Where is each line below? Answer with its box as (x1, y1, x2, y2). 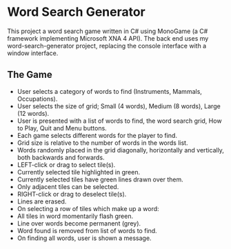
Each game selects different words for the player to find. (17, 131, 178, 139)
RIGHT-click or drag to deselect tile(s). (17, 190, 127, 198)
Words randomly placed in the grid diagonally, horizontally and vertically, (17, 146, 224, 154)
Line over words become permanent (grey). (17, 219, 141, 228)
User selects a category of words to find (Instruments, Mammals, (17, 87, 202, 95)
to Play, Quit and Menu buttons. (17, 123, 107, 132)
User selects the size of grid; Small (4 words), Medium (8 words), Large (17, 101, 221, 110)
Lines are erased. (17, 197, 67, 206)
